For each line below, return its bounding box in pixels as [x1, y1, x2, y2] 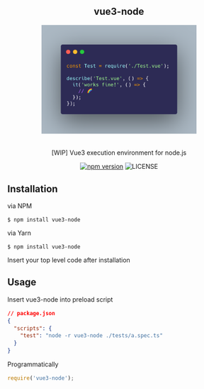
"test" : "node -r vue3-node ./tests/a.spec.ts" [20, 332, 163, 339]
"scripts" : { [13, 324, 52, 332]
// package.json [7, 309, 55, 317]
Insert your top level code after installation [7, 256, 131, 265]
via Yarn [7, 229, 32, 237]
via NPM [7, 202, 33, 210]
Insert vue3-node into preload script [7, 295, 113, 304]
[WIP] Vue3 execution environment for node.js [51, 148, 187, 157]
